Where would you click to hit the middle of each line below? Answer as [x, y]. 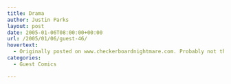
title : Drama [26, 13]
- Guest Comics [35, 64]
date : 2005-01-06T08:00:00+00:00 [55, 32]
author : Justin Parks [38, 20]
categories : [24, 58]
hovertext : [23, 45]
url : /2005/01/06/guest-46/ [47, 39]
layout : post [26, 26]
